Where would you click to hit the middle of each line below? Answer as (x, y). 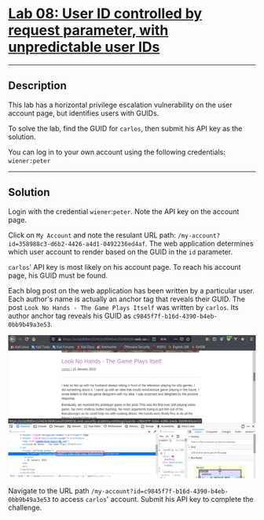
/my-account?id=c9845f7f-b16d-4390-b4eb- (160, 492)
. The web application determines (199, 243)
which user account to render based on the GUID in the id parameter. (121, 252)
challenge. (25, 507)
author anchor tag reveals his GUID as (70, 315)
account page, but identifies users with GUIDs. (84, 113)
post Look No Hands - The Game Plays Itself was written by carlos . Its (123, 307)
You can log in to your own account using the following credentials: (117, 152)
